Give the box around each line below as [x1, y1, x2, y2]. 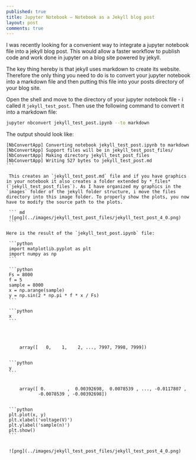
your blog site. [6, 84, 41, 92]
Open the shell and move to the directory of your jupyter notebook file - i [6, 96, 184, 103]
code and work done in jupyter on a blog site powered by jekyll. [6, 54, 161, 61]
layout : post [6, 20, 38, 25]
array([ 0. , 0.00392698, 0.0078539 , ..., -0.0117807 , [19, 386, 187, 392]
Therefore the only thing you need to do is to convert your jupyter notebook [6, 72, 191, 79]
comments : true [6, 25, 44, 31]
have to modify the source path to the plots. [6, 199, 123, 205]
